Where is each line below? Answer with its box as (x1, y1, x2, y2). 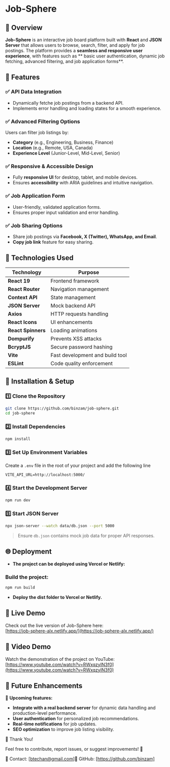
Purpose (78, 269, 99, 276)
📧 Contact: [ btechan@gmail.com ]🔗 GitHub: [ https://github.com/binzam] (5, 756, 155, 762)
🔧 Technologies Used (5, 253, 74, 262)
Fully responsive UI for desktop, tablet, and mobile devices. (12, 174, 138, 180)
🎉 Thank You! (5, 736, 33, 742)
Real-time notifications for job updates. (12, 721, 97, 727)
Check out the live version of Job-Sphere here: (5, 622, 104, 628)
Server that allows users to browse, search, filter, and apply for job (5, 42, 145, 48)
